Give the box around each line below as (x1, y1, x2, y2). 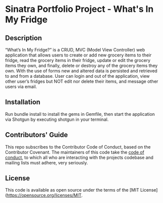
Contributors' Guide (5, 131, 68, 139)
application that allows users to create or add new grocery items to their (5, 52, 152, 58)
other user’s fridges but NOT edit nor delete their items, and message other (5, 78, 159, 84)
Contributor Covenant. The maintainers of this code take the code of (5, 149, 145, 155)
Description (5, 34, 42, 42)
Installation (5, 98, 41, 106)
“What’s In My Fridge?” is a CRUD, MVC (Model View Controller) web (5, 47, 145, 52)
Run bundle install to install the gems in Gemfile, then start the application (5, 111, 155, 117)
